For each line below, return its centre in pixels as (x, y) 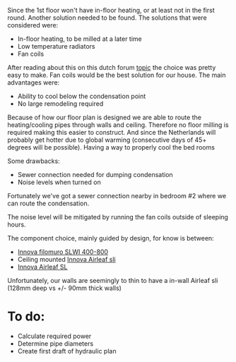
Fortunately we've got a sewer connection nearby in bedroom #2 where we (117, 196)
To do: (26, 316)
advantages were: (34, 83)
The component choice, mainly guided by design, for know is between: (111, 238)
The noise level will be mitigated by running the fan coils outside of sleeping (118, 217)
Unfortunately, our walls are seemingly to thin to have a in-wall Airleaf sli (113, 280)
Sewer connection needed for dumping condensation (95, 175)
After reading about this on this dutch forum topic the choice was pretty (112, 67)
